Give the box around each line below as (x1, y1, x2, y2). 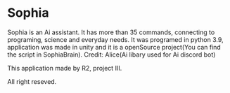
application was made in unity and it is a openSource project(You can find (7, 43, 222, 51)
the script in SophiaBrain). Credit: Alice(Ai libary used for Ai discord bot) (7, 50, 216, 59)
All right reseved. (7, 77, 57, 85)
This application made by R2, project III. (7, 64, 122, 72)
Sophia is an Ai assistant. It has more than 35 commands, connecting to (7, 28, 215, 36)
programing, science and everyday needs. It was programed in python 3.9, (7, 35, 224, 43)
